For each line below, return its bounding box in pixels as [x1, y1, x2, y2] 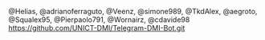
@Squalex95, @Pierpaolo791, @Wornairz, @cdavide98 [8, 15, 190, 24]
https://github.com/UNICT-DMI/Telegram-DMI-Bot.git [8, 24, 185, 32]
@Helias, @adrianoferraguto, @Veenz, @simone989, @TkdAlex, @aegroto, [8, 7, 258, 16]
